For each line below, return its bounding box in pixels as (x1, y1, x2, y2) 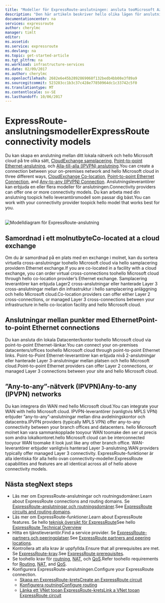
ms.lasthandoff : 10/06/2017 (5, 94, 63, 99)
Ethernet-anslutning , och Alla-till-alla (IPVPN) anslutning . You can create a (5, 163, 154, 169)
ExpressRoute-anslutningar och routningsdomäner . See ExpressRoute (12, 504, 153, 509)
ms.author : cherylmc (5, 71, 48, 76)
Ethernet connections (31, 323, 100, 332)
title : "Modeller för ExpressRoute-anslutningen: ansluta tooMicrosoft (5, 7, 155, 12)
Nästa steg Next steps (5, 480, 73, 489)
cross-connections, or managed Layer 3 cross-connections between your (5, 296, 155, 302)
